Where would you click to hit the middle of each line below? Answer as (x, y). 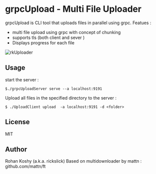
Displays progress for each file (43, 42)
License (17, 122)
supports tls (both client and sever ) (48, 37)
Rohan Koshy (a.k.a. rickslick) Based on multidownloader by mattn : (73, 161)
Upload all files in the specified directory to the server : (61, 98)
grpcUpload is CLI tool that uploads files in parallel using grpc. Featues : (78, 23)
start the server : (22, 79)
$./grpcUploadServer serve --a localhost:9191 (54, 89)
